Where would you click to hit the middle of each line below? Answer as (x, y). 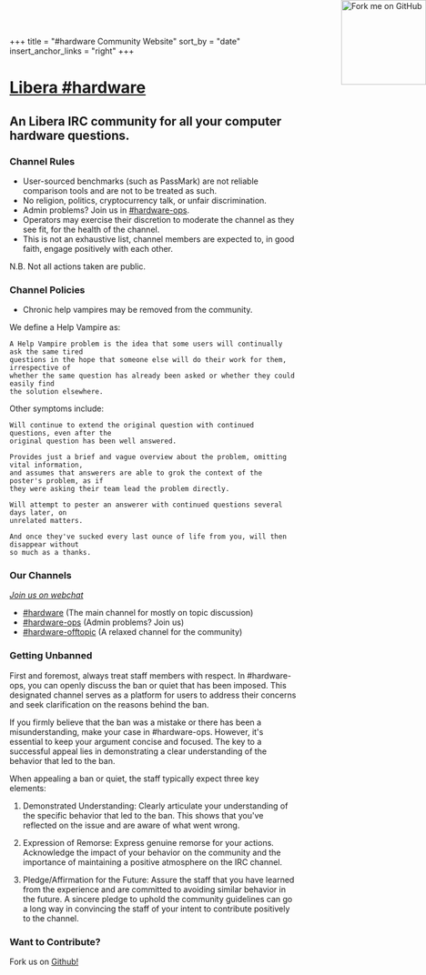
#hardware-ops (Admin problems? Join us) (103, 622)
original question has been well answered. (93, 441)
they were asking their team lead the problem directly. (120, 489)
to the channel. (51, 918)
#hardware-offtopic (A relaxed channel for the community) (132, 632)
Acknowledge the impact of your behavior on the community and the (152, 852)
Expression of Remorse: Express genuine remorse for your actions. (148, 842)
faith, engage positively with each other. (98, 248)
